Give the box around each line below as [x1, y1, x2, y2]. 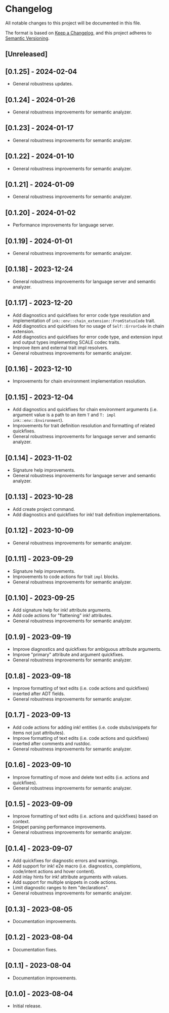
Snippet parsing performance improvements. [12, 824, 106, 830]
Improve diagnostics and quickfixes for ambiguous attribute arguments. [12, 646, 162, 652]
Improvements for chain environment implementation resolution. [12, 378, 147, 384]
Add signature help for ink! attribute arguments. [12, 607, 112, 613]
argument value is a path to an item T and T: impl [12, 412, 116, 418]
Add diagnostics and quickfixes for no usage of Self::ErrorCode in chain [12, 323, 164, 329]
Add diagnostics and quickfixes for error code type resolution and [12, 312, 150, 318]
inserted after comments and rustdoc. [12, 740, 92, 746]
